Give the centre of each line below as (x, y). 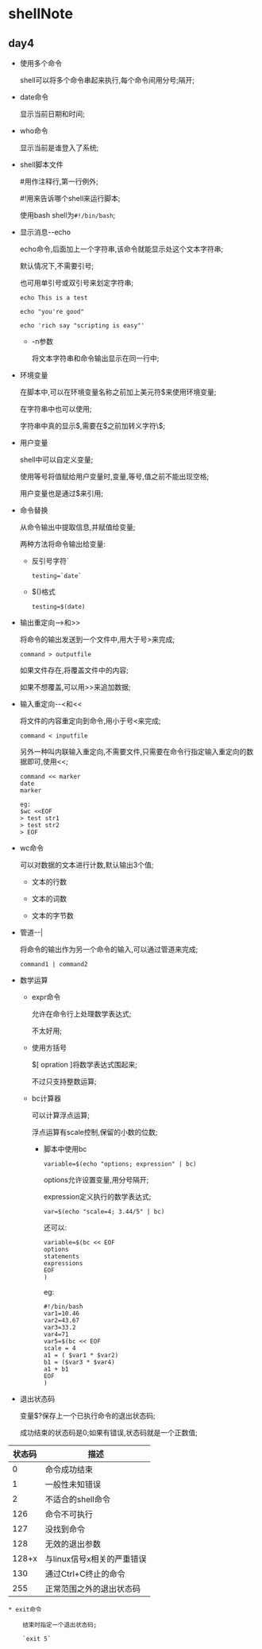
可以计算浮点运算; (60, 1115)
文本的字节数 (52, 915)
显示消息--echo (45, 232)
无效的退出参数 (73, 1544)
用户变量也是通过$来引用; (62, 493)
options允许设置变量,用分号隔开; (96, 1180)
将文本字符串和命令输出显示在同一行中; (95, 358)
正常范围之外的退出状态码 (93, 1589)
